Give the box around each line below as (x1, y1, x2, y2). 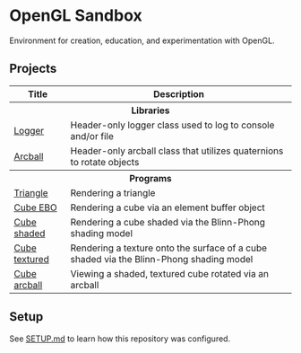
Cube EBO (13, 201, 57, 214)
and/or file (70, 129, 114, 142)
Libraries (131, 104, 170, 117)
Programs (129, 172, 172, 184)
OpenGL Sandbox (9, 5, 142, 26)
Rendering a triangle (70, 186, 156, 199)
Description (153, 87, 204, 100)
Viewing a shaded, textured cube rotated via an (70, 267, 269, 279)
